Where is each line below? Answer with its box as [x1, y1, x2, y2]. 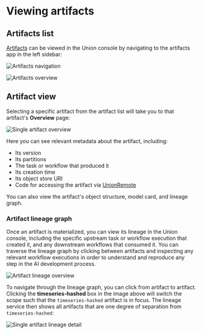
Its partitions [14, 155, 46, 162]
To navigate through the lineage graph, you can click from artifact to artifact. [6, 284, 197, 291]
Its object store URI [14, 175, 63, 182]
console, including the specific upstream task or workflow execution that [6, 234, 187, 242]
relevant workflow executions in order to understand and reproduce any [6, 254, 185, 261]
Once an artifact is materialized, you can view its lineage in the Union [6, 228, 178, 236]
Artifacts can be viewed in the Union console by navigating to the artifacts [6, 44, 191, 51]
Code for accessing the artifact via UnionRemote [14, 181, 137, 188]
